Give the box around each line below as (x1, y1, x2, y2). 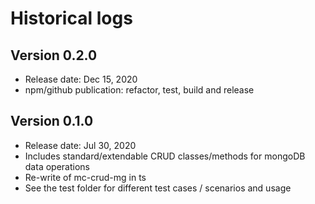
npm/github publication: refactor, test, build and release (24, 84, 255, 96)
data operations (24, 160, 90, 172)
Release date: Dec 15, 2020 (24, 73, 138, 85)
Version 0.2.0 (10, 47, 98, 64)
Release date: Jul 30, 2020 (24, 139, 137, 151)
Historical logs (10, 7, 133, 30)
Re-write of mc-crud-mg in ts (24, 171, 147, 183)
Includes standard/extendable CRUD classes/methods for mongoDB (24, 150, 306, 162)
